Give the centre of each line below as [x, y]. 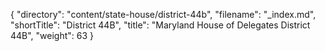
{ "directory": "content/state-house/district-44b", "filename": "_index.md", [163, 14]
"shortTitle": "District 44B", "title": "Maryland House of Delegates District [160, 25]
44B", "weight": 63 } [52, 35]
